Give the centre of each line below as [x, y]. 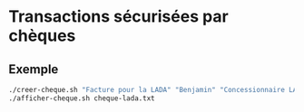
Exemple [34, 69]
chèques [42, 36]
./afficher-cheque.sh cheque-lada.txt [82, 98]
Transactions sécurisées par [118, 17]
